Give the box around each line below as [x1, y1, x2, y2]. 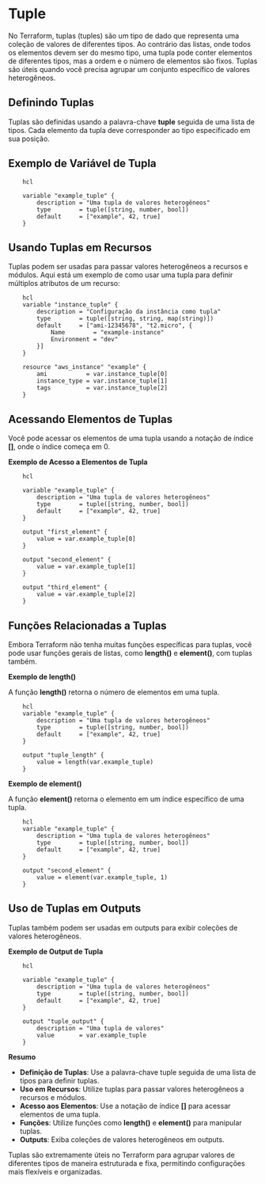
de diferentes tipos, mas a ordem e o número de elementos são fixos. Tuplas [8, 56, 258, 66]
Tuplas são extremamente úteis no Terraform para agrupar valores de [8, 1150, 235, 1159]
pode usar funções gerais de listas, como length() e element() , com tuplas [8, 649, 253, 657]
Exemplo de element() [8, 779, 82, 788]
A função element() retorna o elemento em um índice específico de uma [8, 794, 244, 804]
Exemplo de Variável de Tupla [8, 157, 157, 170]
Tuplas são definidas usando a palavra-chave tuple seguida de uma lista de [8, 116, 256, 127]
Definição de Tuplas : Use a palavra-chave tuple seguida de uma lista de [19, 1067, 256, 1077]
